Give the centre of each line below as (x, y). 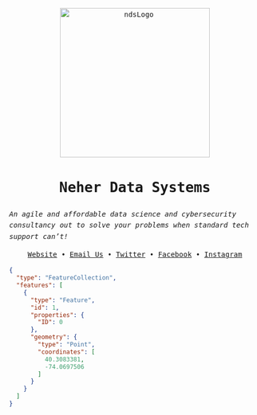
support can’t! (39, 236)
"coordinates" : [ (66, 352)
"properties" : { (57, 315)
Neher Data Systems (135, 188)
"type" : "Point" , (66, 345)
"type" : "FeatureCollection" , (66, 278)
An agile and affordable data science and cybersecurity (123, 214)
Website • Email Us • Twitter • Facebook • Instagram (135, 254)
